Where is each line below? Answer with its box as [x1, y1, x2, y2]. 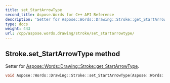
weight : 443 [5, 26, 30, 31]
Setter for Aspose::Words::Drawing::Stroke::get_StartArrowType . [5, 63, 139, 69]
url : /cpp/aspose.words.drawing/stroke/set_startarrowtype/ [5, 31, 135, 36]
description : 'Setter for [5, 17, 60, 22]
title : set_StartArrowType [5, 7, 62, 13]
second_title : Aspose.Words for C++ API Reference [5, 12, 114, 17]
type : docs [5, 21, 28, 27]
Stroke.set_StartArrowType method [5, 50, 120, 58]
